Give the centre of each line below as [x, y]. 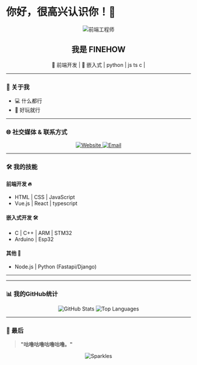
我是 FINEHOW [98, 50]
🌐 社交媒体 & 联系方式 [37, 132]
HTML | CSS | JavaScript [45, 197]
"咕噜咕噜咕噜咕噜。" [47, 344]
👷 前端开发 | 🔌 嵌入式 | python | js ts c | [98, 64]
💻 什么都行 [28, 101]
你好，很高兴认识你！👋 [61, 12]
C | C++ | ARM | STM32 [43, 233]
